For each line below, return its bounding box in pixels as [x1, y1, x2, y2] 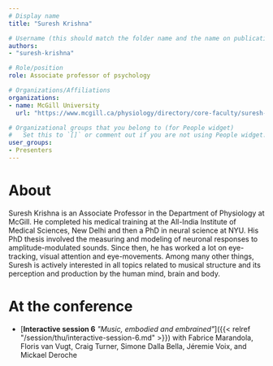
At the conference [8, 298, 133, 316]
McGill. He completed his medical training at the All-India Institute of [8, 216, 237, 226]
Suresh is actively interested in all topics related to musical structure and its [8, 259, 262, 269]
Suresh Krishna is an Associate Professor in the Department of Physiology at [8, 208, 265, 218]
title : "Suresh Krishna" [8, 20, 93, 28]
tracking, [8, 251, 38, 261]
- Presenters [8, 146, 53, 155]
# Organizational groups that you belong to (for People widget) [8, 124, 234, 132]
